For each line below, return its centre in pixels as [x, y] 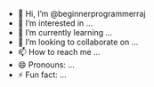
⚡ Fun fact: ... [42, 75]
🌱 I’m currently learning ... [65, 32]
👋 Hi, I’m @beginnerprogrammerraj [81, 14]
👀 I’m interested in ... [55, 23]
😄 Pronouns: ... [46, 65]
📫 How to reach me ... [59, 52]
